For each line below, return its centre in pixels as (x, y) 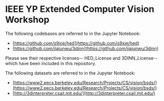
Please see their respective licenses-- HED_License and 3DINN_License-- (81, 58)
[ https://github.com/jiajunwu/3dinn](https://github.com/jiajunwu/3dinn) (85, 48)
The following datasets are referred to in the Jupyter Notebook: (70, 73)
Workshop (27, 20)
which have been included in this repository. (51, 63)
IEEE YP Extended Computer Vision (80, 9)
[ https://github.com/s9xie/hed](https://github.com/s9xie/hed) (76, 43)
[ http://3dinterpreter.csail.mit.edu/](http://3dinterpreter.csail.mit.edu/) (84, 93)
